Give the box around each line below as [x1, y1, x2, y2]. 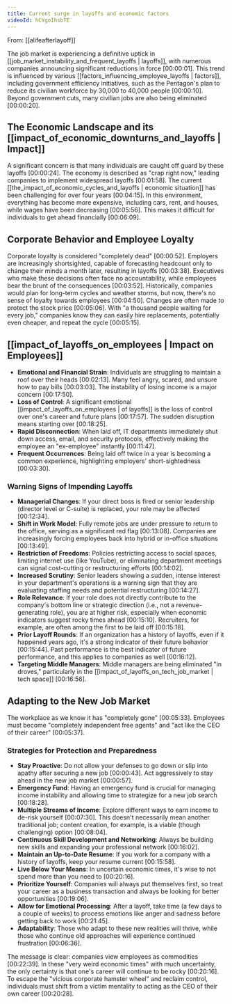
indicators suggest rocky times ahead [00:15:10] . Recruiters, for [17, 615, 199, 624]
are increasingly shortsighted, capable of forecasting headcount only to [7, 259, 213, 268]
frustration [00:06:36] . [17, 939, 82, 948]
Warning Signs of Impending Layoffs [7, 481, 133, 491]
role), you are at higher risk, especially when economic [49, 609, 207, 617]
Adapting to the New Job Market [7, 695, 151, 707]
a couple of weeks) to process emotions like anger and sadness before [17, 909, 221, 918]
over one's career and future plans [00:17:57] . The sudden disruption [17, 412, 215, 421]
